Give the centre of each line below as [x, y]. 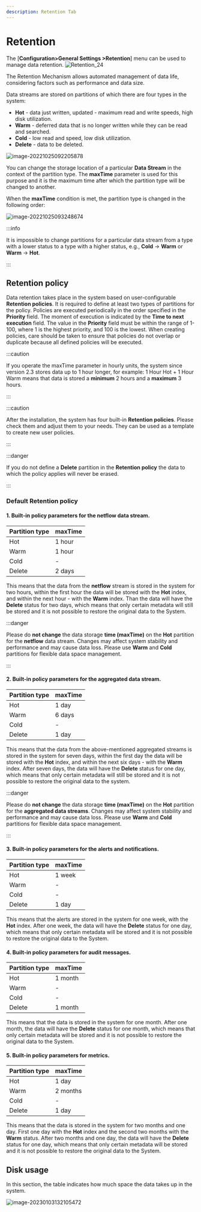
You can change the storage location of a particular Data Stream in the [94, 168]
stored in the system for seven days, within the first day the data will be [94, 755]
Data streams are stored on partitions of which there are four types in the [97, 94]
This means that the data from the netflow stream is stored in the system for [100, 586]
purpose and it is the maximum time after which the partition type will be [96, 180]
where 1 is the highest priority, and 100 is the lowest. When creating [101, 330]
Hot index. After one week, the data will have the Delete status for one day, [99, 925]
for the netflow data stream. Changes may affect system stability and [92, 641]
